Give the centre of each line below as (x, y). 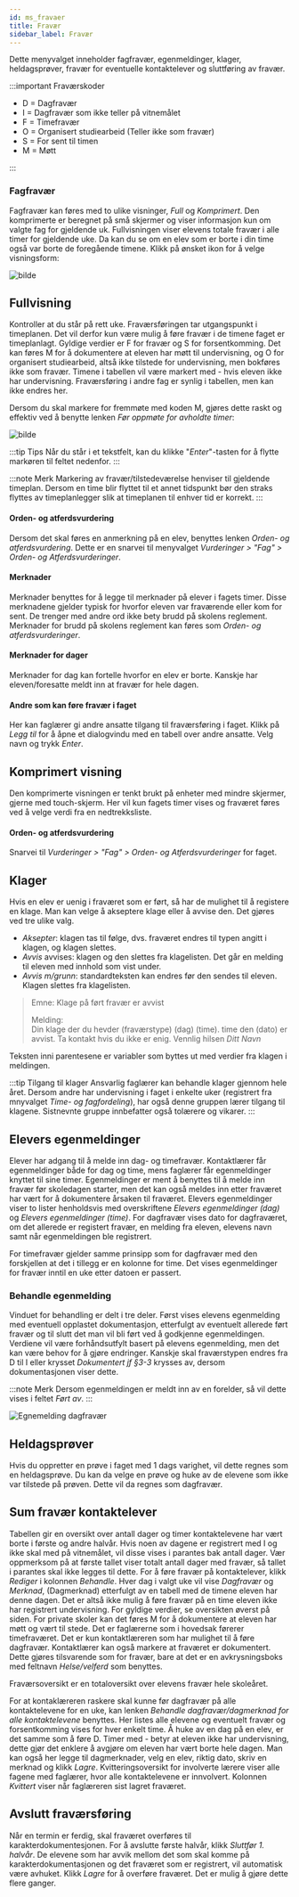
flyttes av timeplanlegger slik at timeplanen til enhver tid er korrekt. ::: (136, 498)
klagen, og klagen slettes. (69, 948)
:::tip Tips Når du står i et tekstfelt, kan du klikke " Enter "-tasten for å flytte (144, 452)
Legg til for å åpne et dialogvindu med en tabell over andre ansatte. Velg (141, 734)
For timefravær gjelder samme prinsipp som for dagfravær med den (133, 1254)
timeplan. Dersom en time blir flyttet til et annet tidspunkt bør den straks (141, 488)
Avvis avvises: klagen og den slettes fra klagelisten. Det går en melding (153, 957)
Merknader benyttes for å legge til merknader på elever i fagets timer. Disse (148, 597)
